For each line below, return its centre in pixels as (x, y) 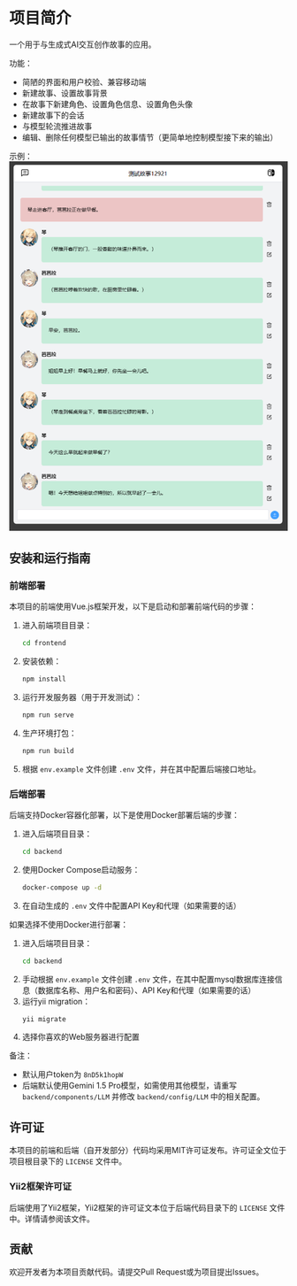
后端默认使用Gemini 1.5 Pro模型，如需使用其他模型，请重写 (129, 1086)
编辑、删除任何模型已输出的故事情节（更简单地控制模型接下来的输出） (150, 137)
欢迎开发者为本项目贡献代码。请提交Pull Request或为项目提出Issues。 (137, 1272)
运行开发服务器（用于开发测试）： (82, 697)
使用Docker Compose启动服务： (81, 869)
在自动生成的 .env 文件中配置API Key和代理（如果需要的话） (131, 905)
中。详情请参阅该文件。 (52, 1219)
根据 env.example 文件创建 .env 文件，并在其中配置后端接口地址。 (141, 769)
